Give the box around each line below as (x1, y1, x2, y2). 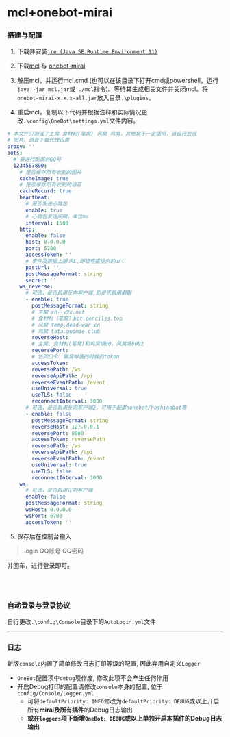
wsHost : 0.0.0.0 (25, 506, 72, 513)
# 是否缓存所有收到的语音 (19, 182, 82, 188)
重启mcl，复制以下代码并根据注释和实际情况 (16, 108, 142, 116)
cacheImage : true (19, 175, 69, 182)
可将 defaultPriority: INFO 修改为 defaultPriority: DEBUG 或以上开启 (27, 697, 220, 705)
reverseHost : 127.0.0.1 (31, 423, 99, 430)
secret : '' (25, 277, 57, 284)
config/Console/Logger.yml (16, 690, 94, 697)
